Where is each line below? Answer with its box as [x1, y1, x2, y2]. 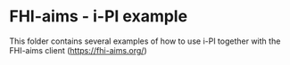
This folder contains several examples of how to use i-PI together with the [9, 36, 281, 46]
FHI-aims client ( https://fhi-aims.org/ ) [9, 45, 147, 55]
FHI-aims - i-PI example [9, 6, 188, 27]
